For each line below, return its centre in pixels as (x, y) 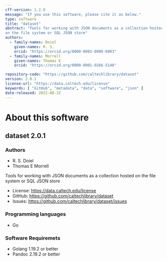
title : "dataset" (23, 24)
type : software (21, 19)
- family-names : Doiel (33, 42)
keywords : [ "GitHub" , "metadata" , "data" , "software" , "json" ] (74, 88)
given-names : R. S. (34, 47)
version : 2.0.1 (21, 79)
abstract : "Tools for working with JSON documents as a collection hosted (84, 28)
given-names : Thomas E (38, 61)
